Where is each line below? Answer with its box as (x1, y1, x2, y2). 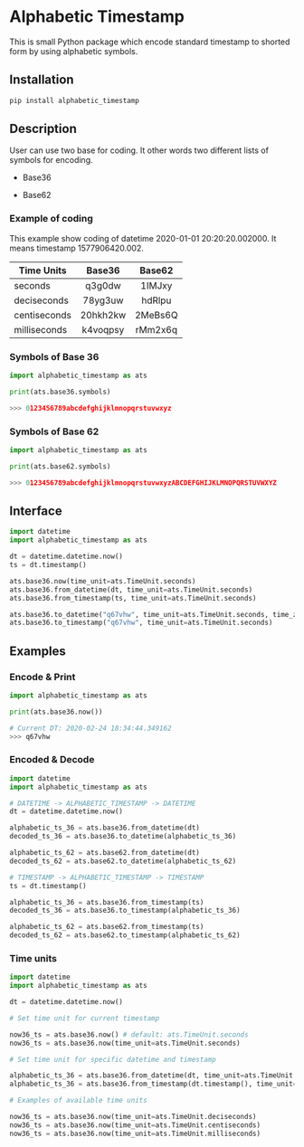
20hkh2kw (80, 308, 127, 321)
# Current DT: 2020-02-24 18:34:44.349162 (9, 724, 172, 733)
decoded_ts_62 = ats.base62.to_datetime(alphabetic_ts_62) (9, 857, 237, 866)
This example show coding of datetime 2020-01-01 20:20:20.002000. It (9, 232, 277, 243)
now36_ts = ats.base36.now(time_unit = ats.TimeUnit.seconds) (9, 1038, 242, 1047)
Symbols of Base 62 (9, 425, 100, 438)
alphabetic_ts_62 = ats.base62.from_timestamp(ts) (9, 923, 204, 932)
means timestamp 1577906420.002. (9, 242, 145, 253)
